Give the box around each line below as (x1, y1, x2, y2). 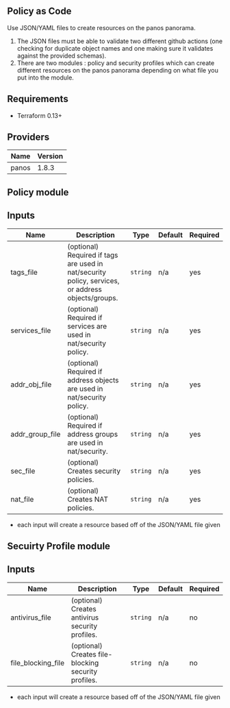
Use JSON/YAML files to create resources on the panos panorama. (7, 23, 196, 32)
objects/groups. (67, 293, 118, 302)
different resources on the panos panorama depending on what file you (16, 66, 219, 74)
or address (67, 284, 103, 294)
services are (67, 321, 107, 331)
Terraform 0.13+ (16, 111, 63, 119)
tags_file (10, 267, 38, 277)
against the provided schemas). (16, 51, 107, 60)
